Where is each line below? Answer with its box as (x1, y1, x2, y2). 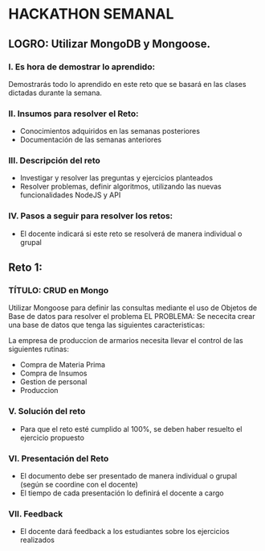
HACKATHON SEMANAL (8, 5, 174, 23)
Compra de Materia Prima (19, 360, 106, 370)
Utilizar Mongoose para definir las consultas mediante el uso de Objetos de (8, 303, 258, 313)
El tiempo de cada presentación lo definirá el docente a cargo (19, 488, 224, 498)
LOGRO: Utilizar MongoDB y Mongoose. (8, 37, 211, 51)
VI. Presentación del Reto (8, 453, 109, 464)
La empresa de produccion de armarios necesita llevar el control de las (8, 336, 243, 346)
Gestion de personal (19, 377, 88, 387)
